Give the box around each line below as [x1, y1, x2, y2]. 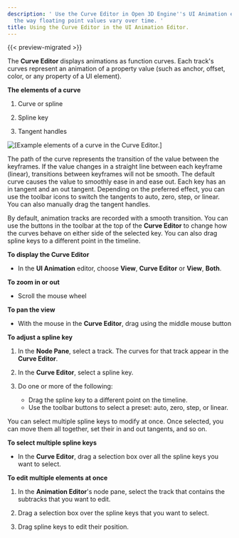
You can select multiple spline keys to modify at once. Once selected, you [7, 417, 224, 426]
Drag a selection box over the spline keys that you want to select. [17, 509, 209, 517]
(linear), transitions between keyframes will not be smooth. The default [7, 170, 216, 179]
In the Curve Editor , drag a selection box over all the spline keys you [17, 453, 219, 461]
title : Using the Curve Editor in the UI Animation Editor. [7, 23, 190, 31]
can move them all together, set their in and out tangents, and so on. [7, 425, 208, 433]
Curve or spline [17, 100, 63, 108]
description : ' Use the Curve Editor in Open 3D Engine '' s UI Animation [7, 10, 228, 18]
